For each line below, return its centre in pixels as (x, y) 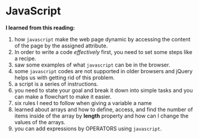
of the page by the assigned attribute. (61, 46)
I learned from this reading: (40, 28)
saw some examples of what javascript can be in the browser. (92, 65)
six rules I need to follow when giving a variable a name (83, 103)
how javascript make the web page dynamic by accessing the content (102, 39)
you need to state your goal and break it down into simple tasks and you (103, 90)
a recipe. (25, 58)
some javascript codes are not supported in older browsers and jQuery (103, 71)
